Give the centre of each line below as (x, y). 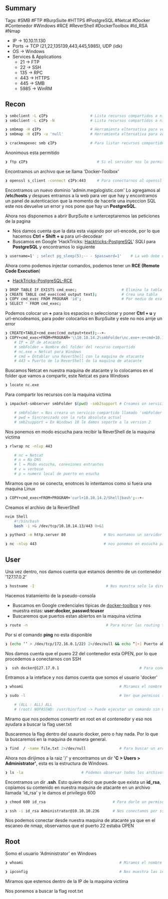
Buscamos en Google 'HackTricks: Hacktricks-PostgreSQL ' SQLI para (84, 241)
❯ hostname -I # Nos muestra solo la (79, 586)
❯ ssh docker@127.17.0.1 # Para (79, 668)
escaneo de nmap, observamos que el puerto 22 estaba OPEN (69, 826)
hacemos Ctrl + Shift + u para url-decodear (57, 236)
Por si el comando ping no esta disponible (49, 635)
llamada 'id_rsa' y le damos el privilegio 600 (50, 792)
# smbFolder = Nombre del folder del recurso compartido (75, 347)
